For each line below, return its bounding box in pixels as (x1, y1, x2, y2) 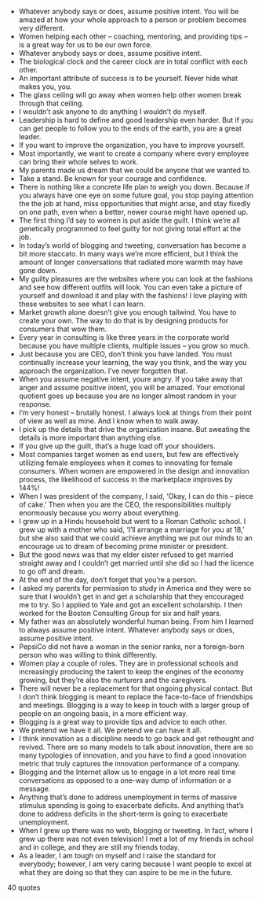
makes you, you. (18, 82, 72, 91)
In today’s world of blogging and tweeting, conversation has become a (18, 241, 246, 250)
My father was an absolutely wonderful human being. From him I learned (18, 617, 254, 626)
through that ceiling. (18, 98, 84, 108)
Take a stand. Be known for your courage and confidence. (18, 174, 207, 183)
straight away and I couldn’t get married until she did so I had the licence (18, 559, 254, 567)
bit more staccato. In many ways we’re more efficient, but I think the (18, 249, 238, 258)
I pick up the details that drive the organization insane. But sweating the (18, 425, 250, 433)
